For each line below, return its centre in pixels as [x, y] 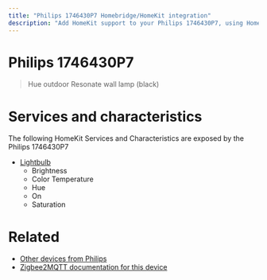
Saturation [48, 204]
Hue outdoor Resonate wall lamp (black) [93, 84]
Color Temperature [62, 179]
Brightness [49, 171]
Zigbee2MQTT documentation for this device [93, 267]
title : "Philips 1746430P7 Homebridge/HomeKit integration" [110, 16]
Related [34, 237]
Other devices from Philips [63, 259]
